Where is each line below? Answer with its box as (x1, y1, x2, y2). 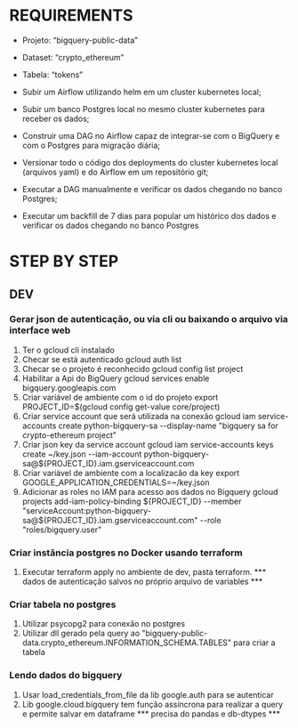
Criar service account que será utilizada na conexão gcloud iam (21, 410, 256, 421)
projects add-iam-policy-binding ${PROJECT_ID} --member (21, 496, 242, 506)
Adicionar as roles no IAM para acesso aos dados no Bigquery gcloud (21, 486, 278, 497)
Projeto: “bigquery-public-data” (21, 35, 138, 45)
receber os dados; (21, 113, 90, 124)
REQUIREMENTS (9, 5, 133, 26)
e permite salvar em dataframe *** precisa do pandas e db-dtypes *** (21, 708, 280, 719)
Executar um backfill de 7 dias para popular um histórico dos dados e (21, 210, 278, 221)
